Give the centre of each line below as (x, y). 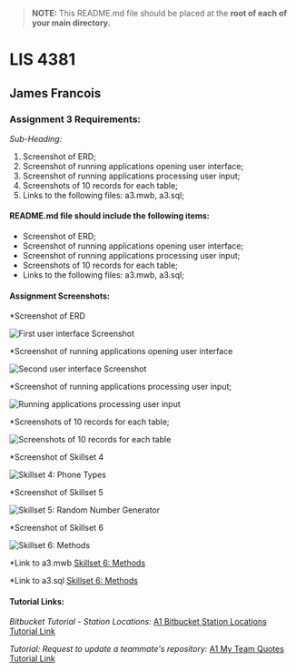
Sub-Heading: (36, 138)
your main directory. (71, 23)
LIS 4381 (42, 60)
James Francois (55, 93)
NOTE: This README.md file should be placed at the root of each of (159, 13)
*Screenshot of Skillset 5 (56, 493)
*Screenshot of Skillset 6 (57, 528)
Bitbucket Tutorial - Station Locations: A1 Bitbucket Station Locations (138, 622)
